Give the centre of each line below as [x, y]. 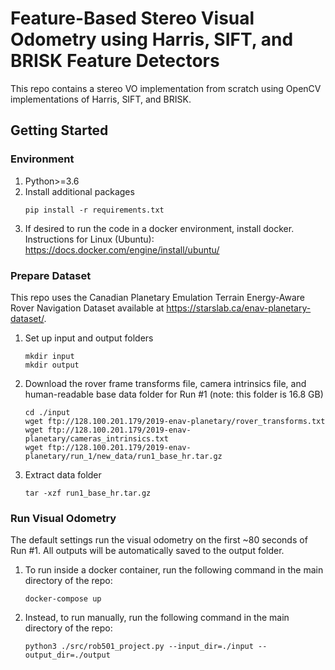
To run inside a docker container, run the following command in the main [174, 570]
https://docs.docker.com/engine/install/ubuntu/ [122, 249]
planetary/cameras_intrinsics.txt [96, 438]
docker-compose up [63, 599]
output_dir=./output [67, 655]
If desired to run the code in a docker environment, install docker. [159, 228]
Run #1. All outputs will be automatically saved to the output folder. [147, 551]
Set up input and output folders [89, 338]
